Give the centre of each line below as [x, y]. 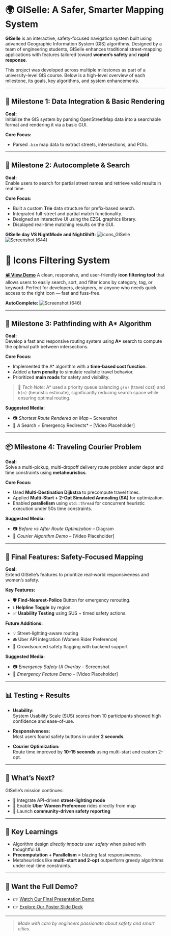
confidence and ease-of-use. [44, 721]
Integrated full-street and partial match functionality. [67, 213]
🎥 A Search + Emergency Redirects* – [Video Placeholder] [74, 425]
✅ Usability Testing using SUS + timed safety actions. [70, 613]
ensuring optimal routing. [44, 398]
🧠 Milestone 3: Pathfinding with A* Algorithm [78, 324]
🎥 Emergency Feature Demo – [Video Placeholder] [65, 674]
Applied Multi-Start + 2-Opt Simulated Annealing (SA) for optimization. [88, 498]
